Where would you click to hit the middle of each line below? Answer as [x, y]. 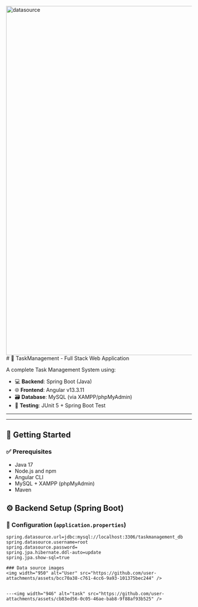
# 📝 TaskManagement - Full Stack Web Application [68, 358]
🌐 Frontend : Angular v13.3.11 [49, 390]
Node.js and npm [35, 471]
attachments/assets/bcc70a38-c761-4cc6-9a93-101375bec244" [80, 578]
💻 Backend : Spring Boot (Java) [53, 381]
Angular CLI [29, 477]
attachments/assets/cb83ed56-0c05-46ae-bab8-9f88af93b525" [80, 599]
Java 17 [24, 464]
